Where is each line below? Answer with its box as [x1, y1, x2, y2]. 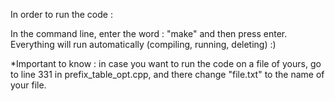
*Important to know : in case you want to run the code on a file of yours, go [10, 58, 322, 69]
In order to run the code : [10, 9, 113, 20]
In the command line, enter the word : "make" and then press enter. [10, 28, 288, 39]
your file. [10, 79, 47, 91]
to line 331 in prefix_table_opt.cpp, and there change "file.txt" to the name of [10, 69, 325, 80]
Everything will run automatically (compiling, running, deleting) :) [10, 39, 277, 50]
